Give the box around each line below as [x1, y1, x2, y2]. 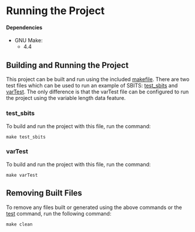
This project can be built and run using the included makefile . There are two [6, 76, 190, 83]
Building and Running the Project [6, 60, 129, 70]
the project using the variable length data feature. [6, 95, 126, 102]
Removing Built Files [6, 188, 82, 198]
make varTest [6, 172, 38, 178]
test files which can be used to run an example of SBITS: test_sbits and [6, 82, 178, 89]
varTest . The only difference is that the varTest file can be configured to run [6, 88, 189, 95]
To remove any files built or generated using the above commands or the [6, 204, 182, 211]
